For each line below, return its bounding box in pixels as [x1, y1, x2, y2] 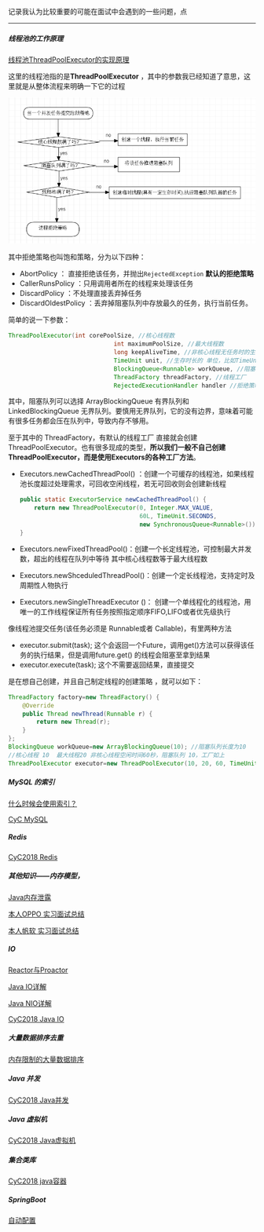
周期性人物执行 [19, 580, 68, 590]
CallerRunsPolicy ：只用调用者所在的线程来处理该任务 [19, 279, 194, 288]
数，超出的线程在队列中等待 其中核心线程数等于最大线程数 [19, 554, 208, 563]
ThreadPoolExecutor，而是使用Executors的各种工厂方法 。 [8, 452, 200, 462]
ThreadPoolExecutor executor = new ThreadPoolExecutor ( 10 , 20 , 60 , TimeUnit [8, 759, 258, 767]
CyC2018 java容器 [8, 1176, 67, 1186]
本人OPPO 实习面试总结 [8, 909, 85, 919]
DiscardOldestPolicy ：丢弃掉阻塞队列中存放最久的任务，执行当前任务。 [19, 298, 253, 308]
